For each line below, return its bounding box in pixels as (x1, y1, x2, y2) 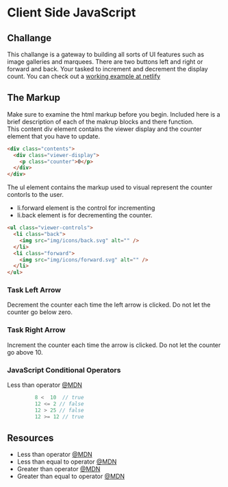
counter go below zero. (7, 308, 73, 316)
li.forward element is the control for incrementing (16, 204, 155, 212)
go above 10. (7, 348, 43, 356)
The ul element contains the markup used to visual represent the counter (7, 183, 213, 191)
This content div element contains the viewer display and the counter (7, 125, 202, 133)
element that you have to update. (7, 132, 101, 140)
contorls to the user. (7, 191, 64, 199)
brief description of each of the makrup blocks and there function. (7, 117, 194, 126)
